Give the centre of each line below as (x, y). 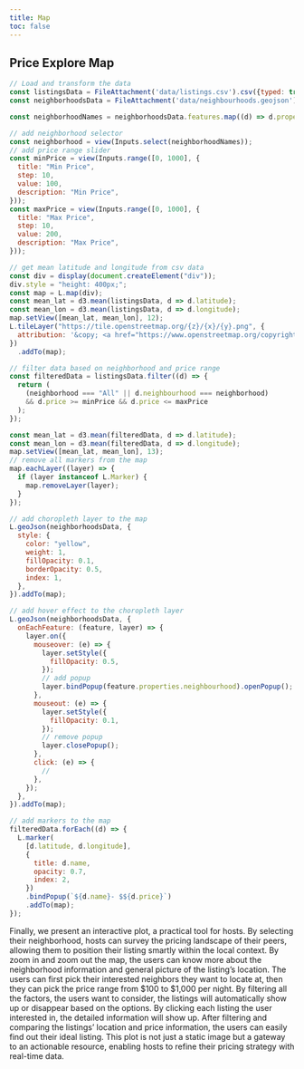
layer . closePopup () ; (81, 746)
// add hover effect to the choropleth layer (96, 611)
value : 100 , (40, 184)
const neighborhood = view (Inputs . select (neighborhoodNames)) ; (131, 141)
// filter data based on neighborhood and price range (115, 368)
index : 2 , (52, 880)
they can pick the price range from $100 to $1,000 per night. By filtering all (148, 988)
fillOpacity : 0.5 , (84, 661)
